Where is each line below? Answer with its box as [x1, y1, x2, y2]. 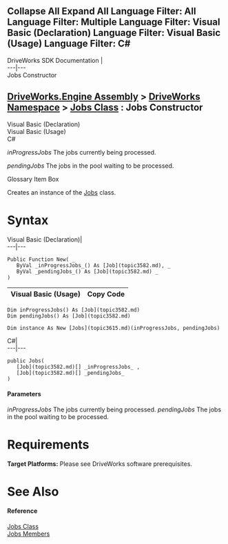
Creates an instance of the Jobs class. [7, 188, 116, 196]
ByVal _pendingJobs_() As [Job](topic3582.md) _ [16, 268, 158, 275]
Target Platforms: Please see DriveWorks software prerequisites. [7, 459, 193, 468]
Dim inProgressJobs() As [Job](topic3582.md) [7, 307, 140, 313]
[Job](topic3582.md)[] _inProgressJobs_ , [16, 363, 140, 370]
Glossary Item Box [7, 175, 59, 183]
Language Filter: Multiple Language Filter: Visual [7, 17, 220, 28]
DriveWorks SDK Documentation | [7, 56, 103, 64]
